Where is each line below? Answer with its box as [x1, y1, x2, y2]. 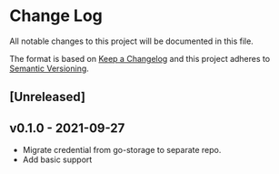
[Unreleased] [9, 89, 86, 105]
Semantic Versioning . [9, 63, 89, 74]
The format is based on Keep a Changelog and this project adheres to [9, 53, 271, 64]
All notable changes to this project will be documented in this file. [9, 36, 254, 46]
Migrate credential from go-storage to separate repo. [22, 145, 222, 156]
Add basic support [22, 154, 93, 165]
